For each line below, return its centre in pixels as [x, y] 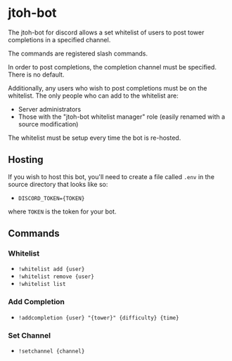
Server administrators [50, 109]
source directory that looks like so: [58, 184]
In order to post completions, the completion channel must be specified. [112, 67]
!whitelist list [42, 284]
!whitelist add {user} [51, 269]
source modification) [48, 124]
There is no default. [36, 74]
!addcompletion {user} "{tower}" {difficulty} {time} [98, 317]
